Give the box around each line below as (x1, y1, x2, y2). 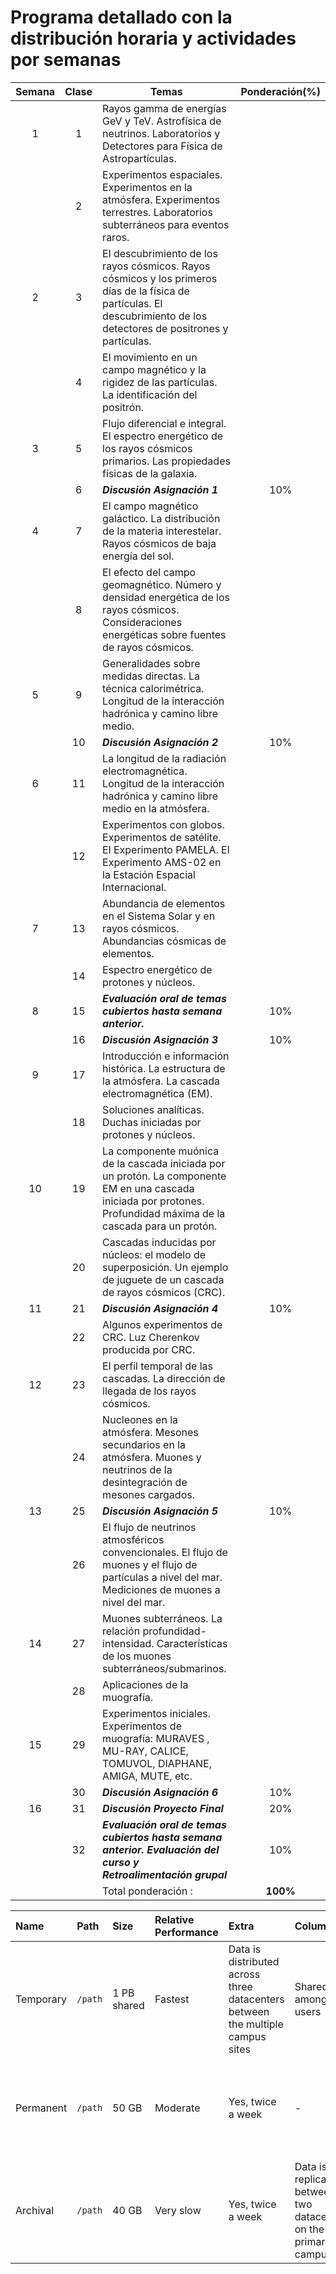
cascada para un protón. (102, 1219, 218, 1233)
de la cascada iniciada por (102, 1156, 226, 1170)
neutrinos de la (102, 1462, 173, 1476)
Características (156, 1636, 228, 1650)
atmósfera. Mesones (102, 1425, 199, 1439)
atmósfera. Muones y (102, 1450, 202, 1464)
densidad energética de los (102, 590, 230, 604)
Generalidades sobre (102, 656, 201, 670)
